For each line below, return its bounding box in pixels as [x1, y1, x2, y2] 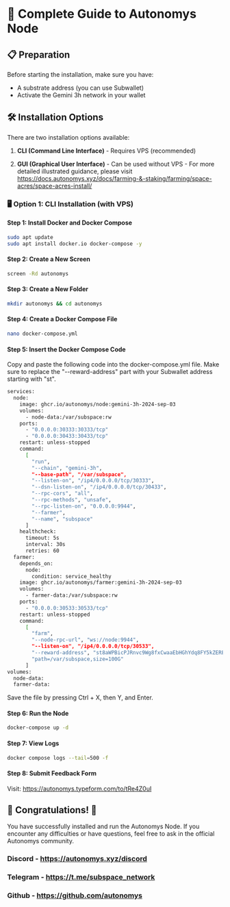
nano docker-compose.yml [7, 330, 78, 338]
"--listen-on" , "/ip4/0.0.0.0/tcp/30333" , [31, 477, 155, 484]
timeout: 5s [25, 534, 60, 542]
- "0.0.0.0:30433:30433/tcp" [25, 433, 109, 440]
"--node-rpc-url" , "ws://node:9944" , [31, 636, 139, 643]
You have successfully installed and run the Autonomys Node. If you [7, 822, 200, 831]
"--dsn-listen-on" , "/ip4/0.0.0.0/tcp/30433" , [31, 484, 167, 490]
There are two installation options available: [7, 133, 130, 141]
